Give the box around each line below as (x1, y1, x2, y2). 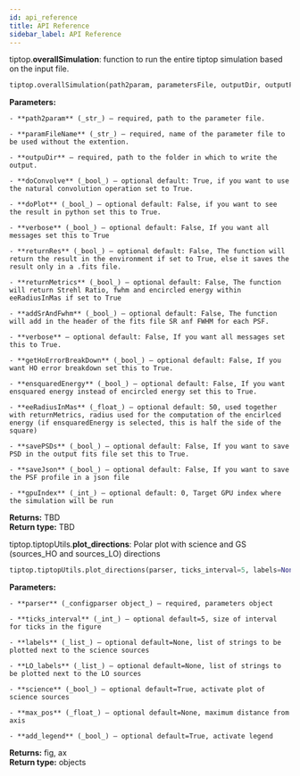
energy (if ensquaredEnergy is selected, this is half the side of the (9, 418, 281, 428)
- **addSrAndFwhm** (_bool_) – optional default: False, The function (9, 310, 278, 318)
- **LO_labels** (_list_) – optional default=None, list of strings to (9, 662, 281, 671)
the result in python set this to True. (9, 208, 162, 217)
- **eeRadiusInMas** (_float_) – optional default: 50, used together (9, 403, 278, 412)
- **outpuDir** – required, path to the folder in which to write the (9, 153, 278, 162)
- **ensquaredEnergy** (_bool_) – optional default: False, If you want (9, 380, 286, 389)
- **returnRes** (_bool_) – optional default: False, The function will (9, 247, 286, 256)
